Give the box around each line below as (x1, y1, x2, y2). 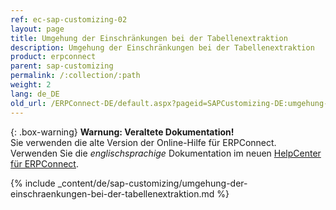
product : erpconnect (10, 52, 97, 62)
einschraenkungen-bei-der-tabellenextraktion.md (10, 187, 215, 200)
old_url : (10, 98, 47, 108)
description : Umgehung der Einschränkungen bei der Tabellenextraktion (10, 42, 315, 53)
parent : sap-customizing (10, 61, 114, 71)
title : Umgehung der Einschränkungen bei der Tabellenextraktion (10, 33, 288, 43)
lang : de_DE (10, 89, 60, 99)
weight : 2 (10, 80, 52, 90)
